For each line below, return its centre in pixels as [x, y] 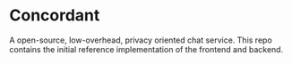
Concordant [55, 16]
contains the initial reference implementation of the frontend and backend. [146, 49]
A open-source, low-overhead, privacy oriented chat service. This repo [141, 40]
